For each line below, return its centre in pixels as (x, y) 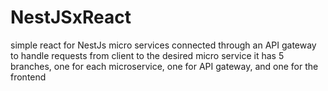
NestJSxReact (71, 17)
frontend (28, 77)
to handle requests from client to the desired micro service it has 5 (147, 55)
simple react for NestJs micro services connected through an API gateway (163, 45)
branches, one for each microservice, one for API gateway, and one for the (164, 66)
